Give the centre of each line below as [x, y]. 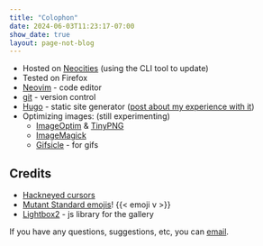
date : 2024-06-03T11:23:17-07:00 [72, 26]
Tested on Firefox [55, 78]
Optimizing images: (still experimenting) [96, 116]
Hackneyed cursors [59, 196]
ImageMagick [61, 135]
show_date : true [40, 34]
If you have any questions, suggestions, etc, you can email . [119, 232]
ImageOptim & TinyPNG [80, 126]
